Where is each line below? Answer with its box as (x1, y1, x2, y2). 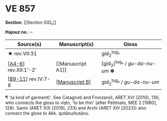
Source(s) (17, 41, 42, 48)
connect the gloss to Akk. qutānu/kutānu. (5, 110, 89, 116)
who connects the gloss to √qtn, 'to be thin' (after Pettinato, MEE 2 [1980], (5, 100, 158, 106)
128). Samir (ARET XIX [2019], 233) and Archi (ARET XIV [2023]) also (5, 105, 147, 111)
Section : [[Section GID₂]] (5, 19, 57, 25)
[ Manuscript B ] (56, 78, 91, 85)
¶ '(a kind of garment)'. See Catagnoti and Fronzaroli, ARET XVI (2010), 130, (5, 94, 160, 100)
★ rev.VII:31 (7, 50, 37, 57)
